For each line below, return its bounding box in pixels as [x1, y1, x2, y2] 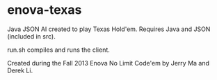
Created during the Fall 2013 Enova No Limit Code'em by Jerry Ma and [7, 59, 210, 67]
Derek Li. [7, 66, 33, 74]
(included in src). [7, 32, 56, 40]
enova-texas [7, 2, 82, 18]
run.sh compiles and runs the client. [7, 46, 110, 54]
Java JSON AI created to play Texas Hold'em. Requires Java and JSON [7, 25, 211, 33]
